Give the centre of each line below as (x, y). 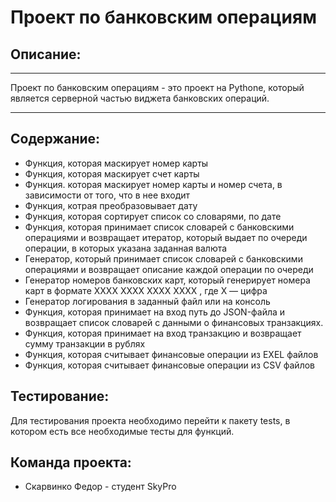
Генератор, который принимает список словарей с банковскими (163, 258)
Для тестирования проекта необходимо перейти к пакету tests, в (150, 420)
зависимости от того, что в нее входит (107, 195)
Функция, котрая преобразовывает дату (111, 205)
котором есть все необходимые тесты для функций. (122, 431)
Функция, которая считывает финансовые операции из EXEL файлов (171, 354)
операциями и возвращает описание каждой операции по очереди (169, 269)
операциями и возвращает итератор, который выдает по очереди (166, 237)
